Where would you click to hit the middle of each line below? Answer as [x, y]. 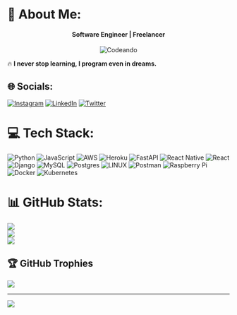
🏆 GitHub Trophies [50, 264]
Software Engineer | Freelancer [119, 34]
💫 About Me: [44, 14]
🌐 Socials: [30, 87]
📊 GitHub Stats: [55, 202]
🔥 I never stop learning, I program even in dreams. [82, 64]
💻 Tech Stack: [51, 133]
